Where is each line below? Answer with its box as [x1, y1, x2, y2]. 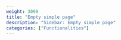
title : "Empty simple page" [6, 14, 76, 20]
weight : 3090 [6, 8, 39, 15]
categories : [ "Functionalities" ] [6, 25, 89, 31]
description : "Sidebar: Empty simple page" [6, 19, 116, 25]
